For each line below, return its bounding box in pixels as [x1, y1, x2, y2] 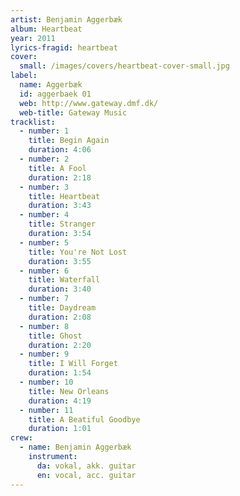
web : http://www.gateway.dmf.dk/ [19, 98, 159, 108]
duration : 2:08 [28, 312, 92, 322]
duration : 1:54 [28, 368, 92, 378]
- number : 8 [19, 321, 70, 331]
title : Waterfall [28, 275, 101, 285]
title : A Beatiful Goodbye [28, 414, 141, 425]
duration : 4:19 [28, 396, 92, 406]
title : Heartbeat [28, 191, 101, 201]
